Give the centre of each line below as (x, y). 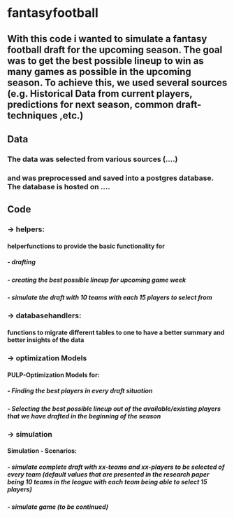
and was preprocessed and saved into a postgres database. (111, 178)
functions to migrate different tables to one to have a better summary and (116, 333)
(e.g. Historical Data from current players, (100, 94)
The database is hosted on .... (59, 186)
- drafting (22, 262)
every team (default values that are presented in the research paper (108, 475)
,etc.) (71, 115)
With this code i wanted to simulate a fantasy (107, 39)
